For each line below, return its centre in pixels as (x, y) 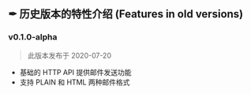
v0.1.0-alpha (33, 37)
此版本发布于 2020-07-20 (69, 55)
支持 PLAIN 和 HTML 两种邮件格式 (75, 82)
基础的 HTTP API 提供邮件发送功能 (75, 72)
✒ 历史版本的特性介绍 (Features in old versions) (126, 14)
